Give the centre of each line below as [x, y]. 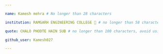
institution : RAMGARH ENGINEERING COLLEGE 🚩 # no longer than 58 [72, 22]
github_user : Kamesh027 [29, 40]
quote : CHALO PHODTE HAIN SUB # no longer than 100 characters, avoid [78, 31]
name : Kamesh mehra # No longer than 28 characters [58, 13]
